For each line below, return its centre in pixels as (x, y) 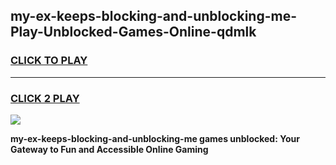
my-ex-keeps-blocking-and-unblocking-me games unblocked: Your (155, 138)
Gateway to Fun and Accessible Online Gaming (109, 149)
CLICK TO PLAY (49, 61)
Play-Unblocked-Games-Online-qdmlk (133, 32)
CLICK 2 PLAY (45, 98)
